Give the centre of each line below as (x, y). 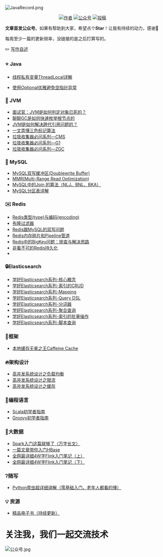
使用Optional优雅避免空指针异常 (44, 88)
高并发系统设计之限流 (34, 380)
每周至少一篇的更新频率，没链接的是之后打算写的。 (57, 39)
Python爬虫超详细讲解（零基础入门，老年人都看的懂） (67, 487)
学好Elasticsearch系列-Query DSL (46, 298)
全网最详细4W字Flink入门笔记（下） (48, 462)
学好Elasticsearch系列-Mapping (44, 292)
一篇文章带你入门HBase (36, 449)
